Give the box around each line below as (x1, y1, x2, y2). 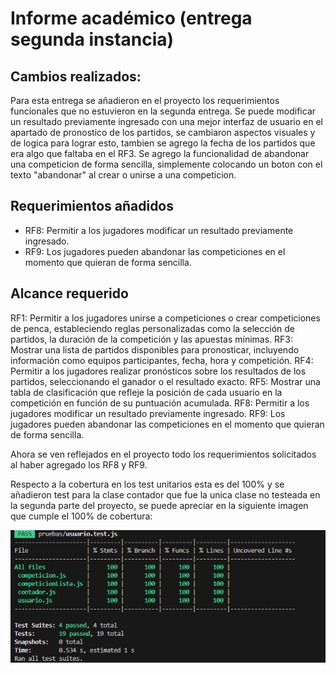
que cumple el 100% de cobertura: (10, 510, 153, 522)
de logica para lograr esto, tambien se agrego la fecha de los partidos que (10, 137, 316, 149)
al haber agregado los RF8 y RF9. (10, 458, 148, 471)
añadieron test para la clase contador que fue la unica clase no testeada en (10, 488, 321, 501)
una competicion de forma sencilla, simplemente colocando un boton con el (10, 158, 323, 170)
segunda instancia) (10, 28, 175, 51)
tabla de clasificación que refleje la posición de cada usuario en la (10, 386, 283, 398)
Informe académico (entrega (10, 7, 253, 30)
